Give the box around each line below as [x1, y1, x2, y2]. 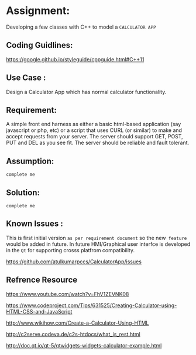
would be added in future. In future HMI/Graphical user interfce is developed [6, 241, 191, 248]
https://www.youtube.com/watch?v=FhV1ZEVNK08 [6, 290, 129, 297]
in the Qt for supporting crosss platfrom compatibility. [6, 246, 135, 253]
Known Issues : [6, 219, 63, 229]
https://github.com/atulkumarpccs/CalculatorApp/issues [6, 258, 142, 265]
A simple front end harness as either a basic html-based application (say [6, 121, 181, 128]
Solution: [6, 187, 40, 197]
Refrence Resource [6, 275, 78, 285]
